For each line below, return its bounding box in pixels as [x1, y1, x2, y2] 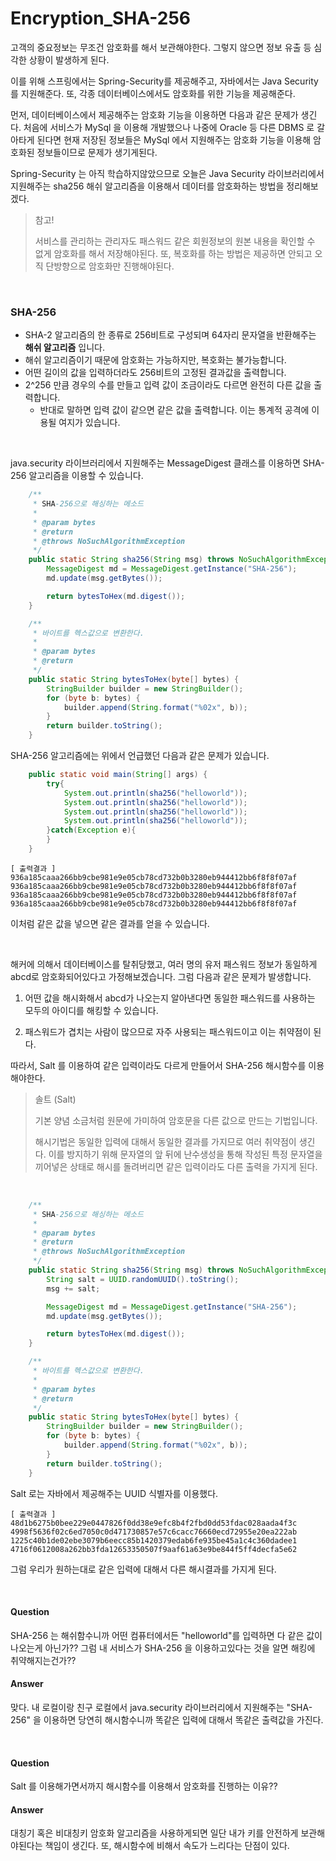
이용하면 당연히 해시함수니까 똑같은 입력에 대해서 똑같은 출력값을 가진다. [43, 1714, 324, 1726]
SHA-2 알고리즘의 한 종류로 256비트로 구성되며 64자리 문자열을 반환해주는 [24, 329, 317, 341]
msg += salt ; [46, 1283, 101, 1294]
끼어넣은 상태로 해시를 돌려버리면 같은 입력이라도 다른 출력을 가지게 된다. [34, 1160, 318, 1172]
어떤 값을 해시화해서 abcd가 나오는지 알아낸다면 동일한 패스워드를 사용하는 [24, 992, 316, 1004]
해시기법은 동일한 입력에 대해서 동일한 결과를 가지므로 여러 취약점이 [34, 1135, 297, 1147]
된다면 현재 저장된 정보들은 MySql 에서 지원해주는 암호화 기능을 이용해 [36, 133, 312, 146]
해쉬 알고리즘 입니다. [24, 342, 106, 354]
